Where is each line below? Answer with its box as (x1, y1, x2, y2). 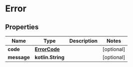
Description (69, 38, 98, 44)
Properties (5, 23, 39, 31)
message (7, 54, 30, 61)
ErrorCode (34, 46, 60, 53)
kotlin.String (34, 54, 65, 61)
